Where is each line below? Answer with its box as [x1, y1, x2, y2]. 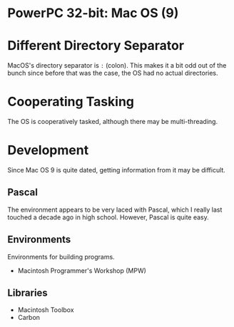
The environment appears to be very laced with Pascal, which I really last [7, 205, 223, 214]
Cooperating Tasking [7, 94, 134, 110]
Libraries [7, 287, 48, 299]
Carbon [17, 313, 41, 322]
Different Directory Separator [7, 38, 184, 54]
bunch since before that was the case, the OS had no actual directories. [7, 69, 219, 78]
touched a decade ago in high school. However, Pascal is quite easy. [7, 212, 209, 222]
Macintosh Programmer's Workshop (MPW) [17, 266, 146, 275]
